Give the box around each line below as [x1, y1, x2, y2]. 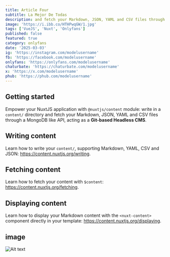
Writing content [5, 132, 56, 140]
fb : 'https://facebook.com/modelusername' [5, 54, 97, 60]
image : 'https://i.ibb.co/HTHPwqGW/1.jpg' [5, 21, 97, 27]
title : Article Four [5, 7, 49, 13]
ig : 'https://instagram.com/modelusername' [5, 50, 99, 55]
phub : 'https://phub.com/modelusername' [5, 74, 93, 79]
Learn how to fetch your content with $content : [5, 179, 104, 185]
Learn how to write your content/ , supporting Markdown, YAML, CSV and [5, 145, 159, 151]
